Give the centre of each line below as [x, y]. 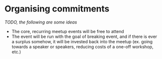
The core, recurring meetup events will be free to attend [68, 31]
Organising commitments [57, 9]
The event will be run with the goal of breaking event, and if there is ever [84, 36]
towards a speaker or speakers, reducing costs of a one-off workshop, [82, 47]
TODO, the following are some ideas [41, 22]
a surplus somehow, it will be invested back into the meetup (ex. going [82, 41]
